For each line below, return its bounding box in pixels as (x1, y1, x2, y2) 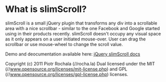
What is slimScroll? (5, 3, 87, 15)
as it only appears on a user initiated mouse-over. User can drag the (5, 36, 146, 42)
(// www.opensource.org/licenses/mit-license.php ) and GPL (5, 66, 127, 72)
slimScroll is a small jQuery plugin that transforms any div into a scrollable (5, 20, 157, 26)
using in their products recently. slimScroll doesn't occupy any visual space (5, 30, 161, 36)
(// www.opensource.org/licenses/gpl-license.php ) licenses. (5, 71, 128, 77)
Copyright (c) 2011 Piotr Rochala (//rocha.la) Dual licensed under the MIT (5, 60, 155, 66)
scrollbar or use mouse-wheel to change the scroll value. (5, 41, 123, 47)
